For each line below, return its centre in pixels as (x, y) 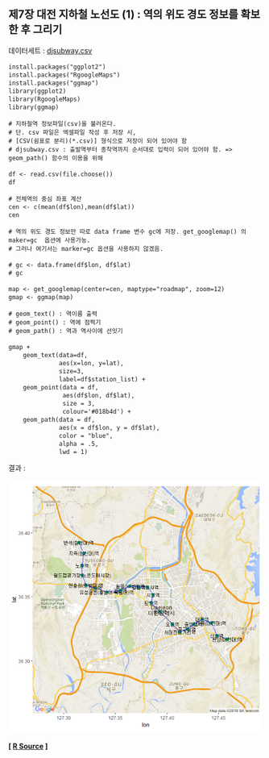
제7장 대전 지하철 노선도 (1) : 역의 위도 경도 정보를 (124, 15)
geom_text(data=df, (56, 355)
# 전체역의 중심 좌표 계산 (45, 199)
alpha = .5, (79, 444)
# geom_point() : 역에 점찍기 (55, 322)
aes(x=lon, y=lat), (92, 363)
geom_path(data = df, (59, 419)
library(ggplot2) (37, 91)
